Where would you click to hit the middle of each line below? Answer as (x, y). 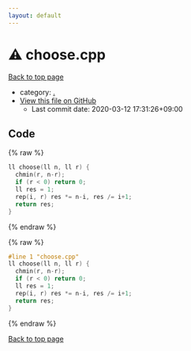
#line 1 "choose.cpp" (44, 257)
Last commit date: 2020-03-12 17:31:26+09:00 (107, 109)
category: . (37, 92)
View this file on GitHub (58, 101)
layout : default (35, 15)
